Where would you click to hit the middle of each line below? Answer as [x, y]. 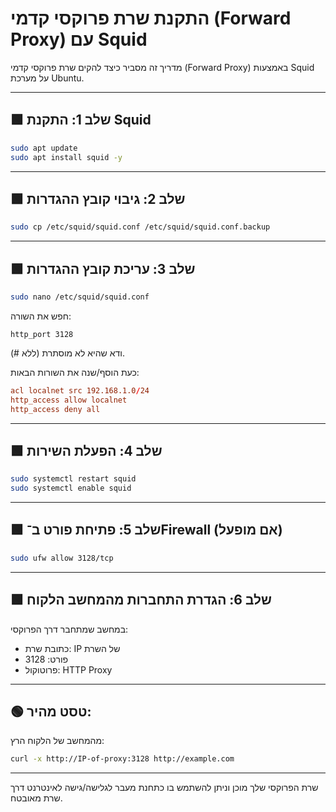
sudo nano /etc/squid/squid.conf [80, 297]
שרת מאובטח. [36, 798]
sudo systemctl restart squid [73, 479]
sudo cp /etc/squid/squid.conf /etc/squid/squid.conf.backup [140, 227]
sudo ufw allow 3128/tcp [62, 558]
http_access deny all [55, 409]
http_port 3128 [42, 334]
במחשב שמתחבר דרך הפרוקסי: [69, 629]
